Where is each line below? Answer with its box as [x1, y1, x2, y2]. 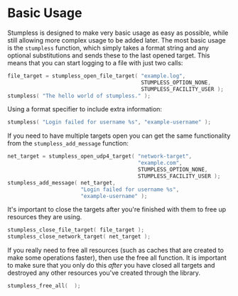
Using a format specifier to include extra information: [7, 105, 162, 114]
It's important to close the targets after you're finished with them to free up [7, 205, 227, 214]
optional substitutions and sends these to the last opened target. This [7, 51, 210, 60]
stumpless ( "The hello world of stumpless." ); [7, 92, 151, 99]
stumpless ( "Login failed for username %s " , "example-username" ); [7, 119, 212, 126]
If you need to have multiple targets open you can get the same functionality [7, 131, 231, 140]
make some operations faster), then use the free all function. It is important [7, 253, 227, 262]
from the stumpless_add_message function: [7, 139, 129, 148]
